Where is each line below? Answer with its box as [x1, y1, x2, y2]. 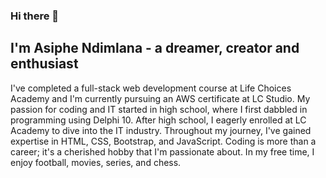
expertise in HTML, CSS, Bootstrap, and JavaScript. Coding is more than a [10, 135, 317, 147]
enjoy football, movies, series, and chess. [10, 156, 182, 168]
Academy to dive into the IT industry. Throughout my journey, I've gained [10, 124, 312, 136]
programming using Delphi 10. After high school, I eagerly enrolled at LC [10, 114, 307, 126]
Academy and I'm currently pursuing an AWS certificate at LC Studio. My [10, 92, 311, 104]
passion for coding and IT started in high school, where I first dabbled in [10, 103, 308, 115]
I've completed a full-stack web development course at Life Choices [10, 82, 292, 94]
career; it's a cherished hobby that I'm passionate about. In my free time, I [10, 145, 315, 158]
